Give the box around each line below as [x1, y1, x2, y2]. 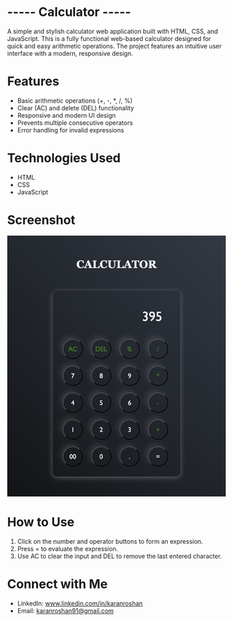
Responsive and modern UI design [17, 111, 116, 119]
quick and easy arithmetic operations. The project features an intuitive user [7, 42, 222, 50]
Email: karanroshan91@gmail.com [17, 606, 114, 614]
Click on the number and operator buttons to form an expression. [17, 537, 203, 545]
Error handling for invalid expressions [17, 126, 125, 134]
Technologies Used [7, 150, 121, 166]
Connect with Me [7, 576, 108, 592]
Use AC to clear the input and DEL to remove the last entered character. [17, 552, 222, 560]
